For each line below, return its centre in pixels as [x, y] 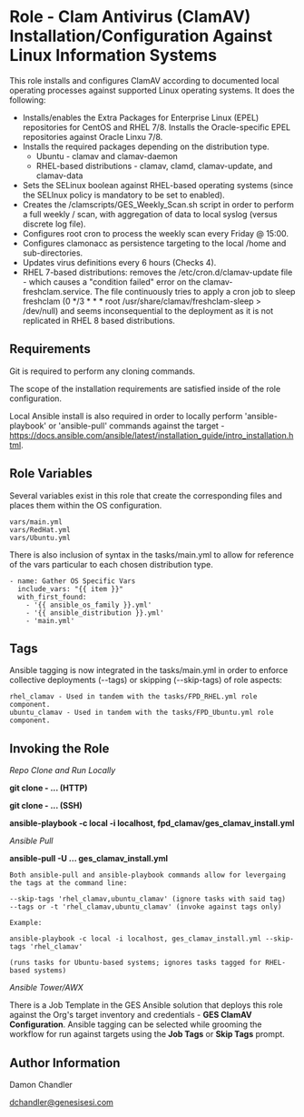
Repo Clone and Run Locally [63, 770]
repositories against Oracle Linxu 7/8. [93, 136]
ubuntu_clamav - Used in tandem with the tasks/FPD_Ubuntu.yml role [142, 713]
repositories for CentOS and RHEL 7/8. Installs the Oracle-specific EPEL [157, 127]
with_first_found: [53, 597]
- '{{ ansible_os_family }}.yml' [89, 605]
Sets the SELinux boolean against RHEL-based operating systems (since [157, 185]
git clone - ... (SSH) [46, 806]
